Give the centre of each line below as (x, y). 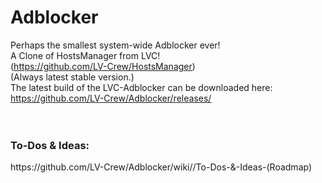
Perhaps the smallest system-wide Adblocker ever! (115, 45)
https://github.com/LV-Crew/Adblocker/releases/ (111, 98)
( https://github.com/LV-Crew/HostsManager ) (103, 66)
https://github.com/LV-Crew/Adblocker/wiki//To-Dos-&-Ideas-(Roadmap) (161, 167)
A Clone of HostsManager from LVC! (85, 55)
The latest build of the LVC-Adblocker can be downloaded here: (141, 87)
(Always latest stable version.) (72, 77)
